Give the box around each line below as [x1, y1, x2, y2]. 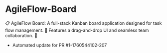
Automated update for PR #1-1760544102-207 [12, 42, 107, 48]
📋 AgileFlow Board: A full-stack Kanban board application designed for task [5, 20, 162, 26]
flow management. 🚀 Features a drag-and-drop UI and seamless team [5, 27, 149, 33]
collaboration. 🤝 [5, 32, 37, 38]
